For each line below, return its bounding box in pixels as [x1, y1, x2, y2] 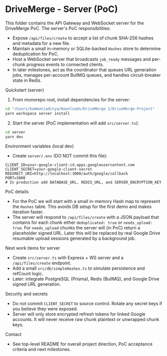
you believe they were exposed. [12, 306, 78, 312]
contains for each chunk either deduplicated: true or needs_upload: [12, 219, 153, 225]
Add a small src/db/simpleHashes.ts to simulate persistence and [12, 265, 145, 271]
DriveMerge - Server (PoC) [5, 3, 118, 15]
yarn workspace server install [5, 111, 70, 116]
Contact [5, 332, 21, 338]
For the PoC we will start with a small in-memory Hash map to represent [12, 198, 161, 204]
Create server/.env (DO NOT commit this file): [12, 153, 108, 159]
